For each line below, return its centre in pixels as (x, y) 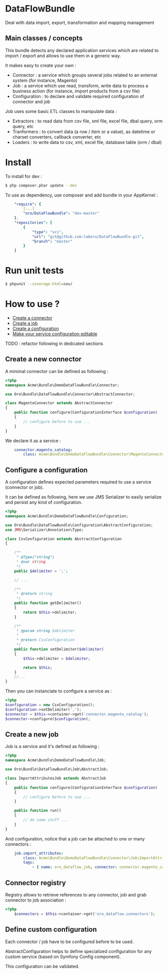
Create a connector (32, 317)
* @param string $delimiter (45, 630)
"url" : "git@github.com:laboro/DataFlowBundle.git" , (88, 236)
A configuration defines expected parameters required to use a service (78, 482)
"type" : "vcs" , (48, 232)
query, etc (23, 126)
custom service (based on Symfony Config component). (63, 956)
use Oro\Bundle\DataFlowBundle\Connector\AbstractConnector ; (70, 394)
